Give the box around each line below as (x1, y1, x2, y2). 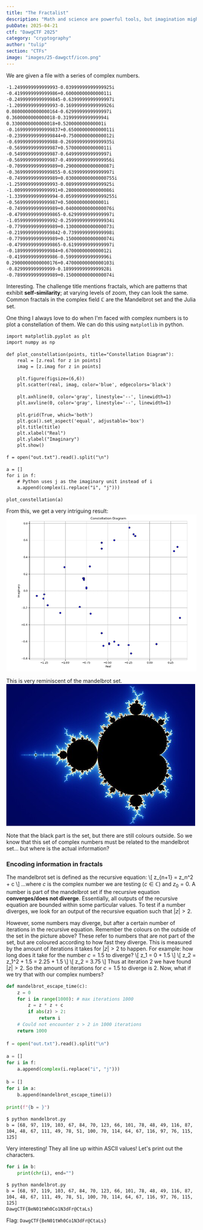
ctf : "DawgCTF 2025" (6, 29, 59, 35)
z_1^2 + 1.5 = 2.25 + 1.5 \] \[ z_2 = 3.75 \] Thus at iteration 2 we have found (6, 958, 192, 965)
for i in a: (6, 1085, 36, 1091)
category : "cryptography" (6, 35, 71, 42)
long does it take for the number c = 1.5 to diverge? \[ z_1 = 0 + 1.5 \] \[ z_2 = (6, 951, 196, 959)
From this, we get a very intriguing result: (6, 507, 109, 515)
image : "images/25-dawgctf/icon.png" (6, 54, 101, 61)
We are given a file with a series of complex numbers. (6, 71, 140, 79)
